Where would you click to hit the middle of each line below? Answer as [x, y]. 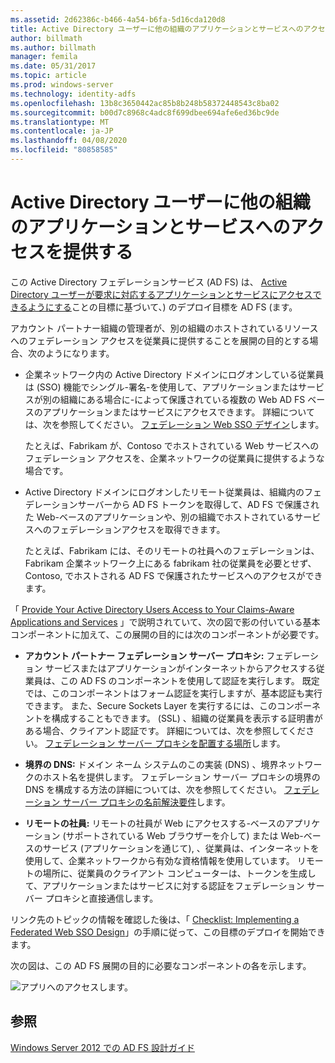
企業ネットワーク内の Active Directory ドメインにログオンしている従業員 [174, 374]
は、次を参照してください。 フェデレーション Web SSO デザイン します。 [174, 424]
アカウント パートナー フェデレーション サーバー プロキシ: [144, 655]
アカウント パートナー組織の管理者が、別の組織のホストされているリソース [164, 328]
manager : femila [44, 57]
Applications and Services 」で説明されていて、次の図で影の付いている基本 [165, 622]
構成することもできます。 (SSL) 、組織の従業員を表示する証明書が [187, 718]
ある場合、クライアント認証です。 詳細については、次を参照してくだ [165, 730]
